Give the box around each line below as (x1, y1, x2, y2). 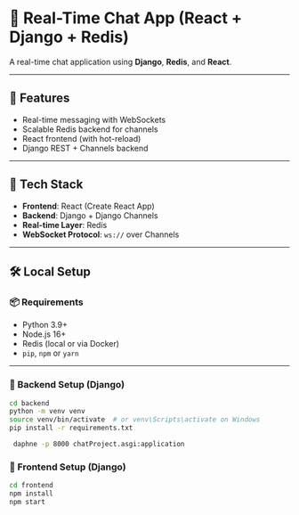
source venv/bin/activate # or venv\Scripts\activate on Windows (9, 415, 261, 424)
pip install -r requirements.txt (9, 423, 133, 433)
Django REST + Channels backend (21, 143, 149, 153)
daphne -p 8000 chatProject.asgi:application (12, 440, 185, 449)
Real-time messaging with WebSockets (21, 114, 166, 125)
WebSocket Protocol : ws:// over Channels (21, 229, 180, 240)
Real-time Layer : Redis (21, 219, 108, 230)
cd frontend (9, 481, 53, 490)
